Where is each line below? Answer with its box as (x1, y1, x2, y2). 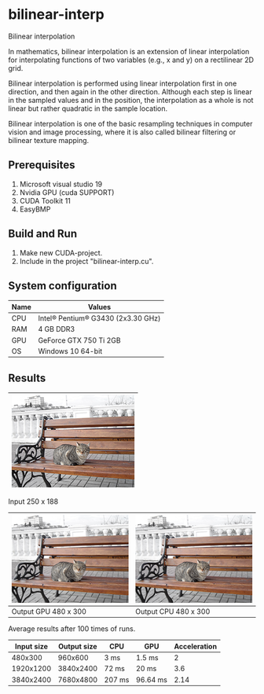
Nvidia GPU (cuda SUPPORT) (19, 187, 115, 197)
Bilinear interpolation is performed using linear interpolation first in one (8, 79, 237, 88)
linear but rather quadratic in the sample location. (8, 104, 168, 113)
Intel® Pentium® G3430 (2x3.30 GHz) (38, 314, 161, 323)
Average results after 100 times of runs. (8, 624, 136, 633)
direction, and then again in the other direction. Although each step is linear (8, 86, 253, 96)
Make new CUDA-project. (19, 248, 103, 257)
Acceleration (174, 641, 218, 651)
